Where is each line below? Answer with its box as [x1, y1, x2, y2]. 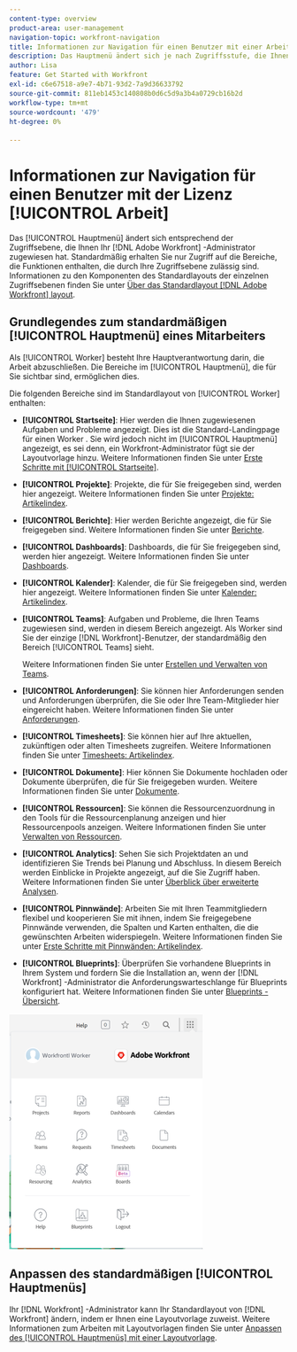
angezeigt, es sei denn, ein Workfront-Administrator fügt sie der [21, 443, 255, 454]
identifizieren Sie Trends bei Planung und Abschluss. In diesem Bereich [21, 858, 282, 868]
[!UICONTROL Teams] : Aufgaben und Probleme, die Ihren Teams [21, 613, 260, 624]
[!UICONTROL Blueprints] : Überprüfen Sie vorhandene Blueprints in [21, 958, 271, 968]
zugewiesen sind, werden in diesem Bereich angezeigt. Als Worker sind [21, 623, 283, 633]
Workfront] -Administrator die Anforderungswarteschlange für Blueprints [21, 976, 287, 987]
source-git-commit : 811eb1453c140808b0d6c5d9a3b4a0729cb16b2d [9, 89, 243, 97]
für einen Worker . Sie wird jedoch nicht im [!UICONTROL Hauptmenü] [21, 433, 278, 444]
